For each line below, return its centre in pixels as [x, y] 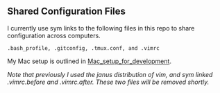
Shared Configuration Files [67, 11]
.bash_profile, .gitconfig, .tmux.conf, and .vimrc [83, 48]
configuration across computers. [54, 35]
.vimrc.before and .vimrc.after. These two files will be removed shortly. [108, 82]
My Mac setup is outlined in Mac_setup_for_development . [90, 61]
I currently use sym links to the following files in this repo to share [101, 28]
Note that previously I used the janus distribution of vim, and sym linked [110, 74]
